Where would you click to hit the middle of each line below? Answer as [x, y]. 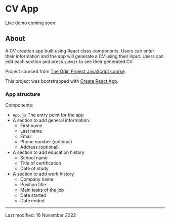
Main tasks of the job [42, 190]
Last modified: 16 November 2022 [40, 215]
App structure [23, 94]
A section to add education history [49, 152]
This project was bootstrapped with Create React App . [62, 81]
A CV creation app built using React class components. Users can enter [80, 50]
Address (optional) [39, 147]
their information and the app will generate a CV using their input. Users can [84, 56]
